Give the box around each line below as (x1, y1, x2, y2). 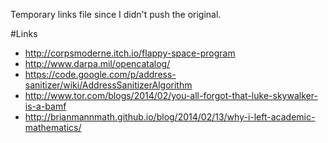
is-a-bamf (24, 100, 67, 112)
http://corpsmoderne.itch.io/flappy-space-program (24, 47, 236, 59)
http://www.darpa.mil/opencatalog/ (24, 58, 171, 69)
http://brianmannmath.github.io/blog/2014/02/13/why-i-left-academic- (24, 111, 316, 123)
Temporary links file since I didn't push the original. (10, 9, 222, 20)
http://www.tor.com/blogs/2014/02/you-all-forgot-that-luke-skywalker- (24, 90, 318, 101)
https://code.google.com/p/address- (24, 69, 177, 80)
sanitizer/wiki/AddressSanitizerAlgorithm (24, 79, 193, 91)
